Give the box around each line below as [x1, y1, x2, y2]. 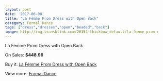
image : [5, 29, 18, 34]
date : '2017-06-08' [5, 12, 45, 16]
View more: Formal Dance [5, 71, 57, 76]
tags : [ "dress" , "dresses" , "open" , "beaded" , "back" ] [5, 25, 110, 30]
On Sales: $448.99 [5, 52, 44, 58]
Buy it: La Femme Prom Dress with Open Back [5, 61, 97, 67]
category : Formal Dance [5, 20, 53, 26]
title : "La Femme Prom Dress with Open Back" [5, 16, 98, 21]
